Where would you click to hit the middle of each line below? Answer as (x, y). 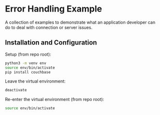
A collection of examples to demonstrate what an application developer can (80, 22)
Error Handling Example (54, 9)
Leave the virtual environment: (35, 81)
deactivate (16, 90)
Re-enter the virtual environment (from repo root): (55, 100)
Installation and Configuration (51, 43)
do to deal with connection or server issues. (49, 27)
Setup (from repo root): (28, 54)
